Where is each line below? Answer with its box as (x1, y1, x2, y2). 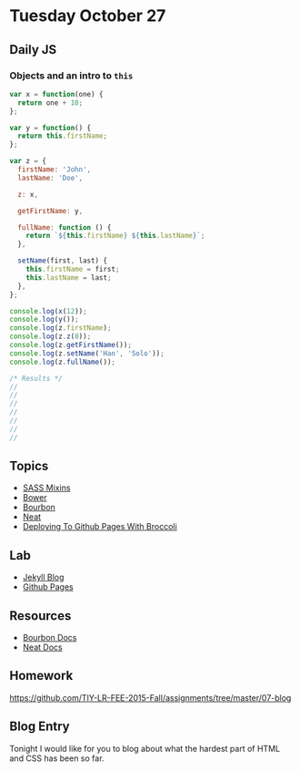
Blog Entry (9, 719, 70, 735)
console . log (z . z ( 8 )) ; (9, 332, 92, 342)
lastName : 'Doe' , (17, 173, 84, 182)
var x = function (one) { (9, 89, 104, 98)
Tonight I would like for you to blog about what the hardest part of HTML (9, 743, 280, 754)
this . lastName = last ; (25, 272, 112, 283)
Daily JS (9, 42, 57, 57)
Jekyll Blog (22, 571, 65, 583)
